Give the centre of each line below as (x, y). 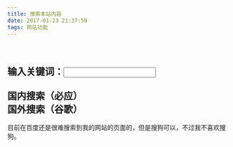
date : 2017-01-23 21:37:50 (47, 21)
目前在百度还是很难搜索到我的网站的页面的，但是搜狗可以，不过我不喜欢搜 (116, 128)
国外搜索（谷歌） (45, 109)
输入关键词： (36, 71)
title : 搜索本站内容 (35, 14)
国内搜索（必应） (45, 96)
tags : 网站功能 (28, 27)
